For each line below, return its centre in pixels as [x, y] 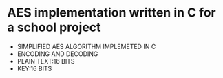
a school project [54, 27]
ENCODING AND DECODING [57, 54]
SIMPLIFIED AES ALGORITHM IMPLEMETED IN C [86, 46]
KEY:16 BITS [34, 68]
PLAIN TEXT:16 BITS [46, 61]
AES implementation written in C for [112, 13]
